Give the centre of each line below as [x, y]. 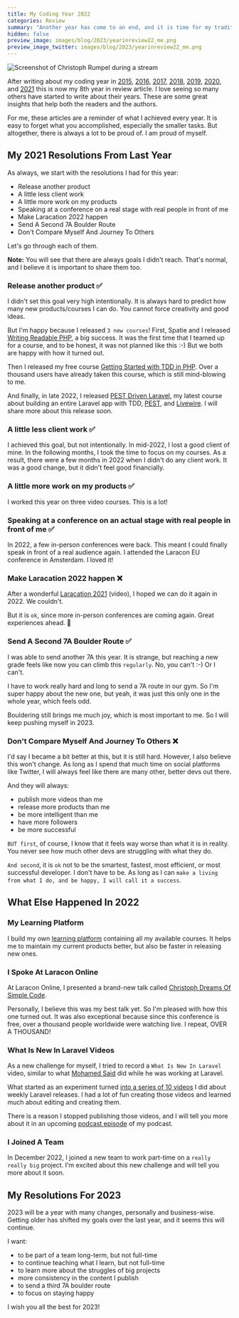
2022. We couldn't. [36, 602]
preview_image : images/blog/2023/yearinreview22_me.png [92, 41]
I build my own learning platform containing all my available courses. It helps [119, 938]
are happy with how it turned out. [56, 353]
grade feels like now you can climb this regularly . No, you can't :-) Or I [111, 664]
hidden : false [28, 34]
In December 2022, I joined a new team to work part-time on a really [109, 1157]
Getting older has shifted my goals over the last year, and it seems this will [116, 1220]
